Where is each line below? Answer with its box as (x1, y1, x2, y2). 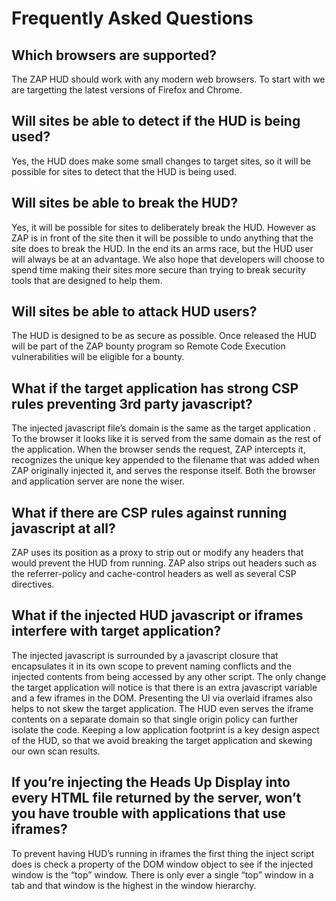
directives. (11, 578, 55, 591)
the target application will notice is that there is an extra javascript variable (11, 681, 318, 693)
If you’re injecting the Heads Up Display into (11, 774, 291, 791)
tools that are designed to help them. (11, 274, 163, 286)
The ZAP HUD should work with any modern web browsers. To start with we (11, 73, 326, 85)
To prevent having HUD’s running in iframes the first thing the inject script (11, 847, 315, 859)
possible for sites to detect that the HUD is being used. (11, 165, 238, 177)
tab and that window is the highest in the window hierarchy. (11, 879, 257, 891)
